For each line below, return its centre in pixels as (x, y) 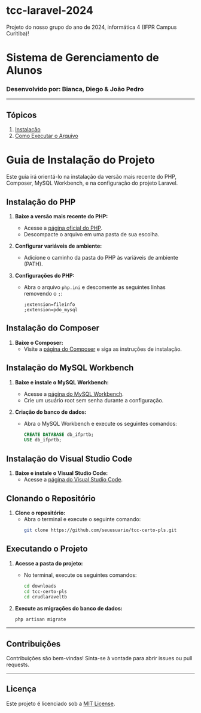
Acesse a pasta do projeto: (49, 563)
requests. (18, 664)
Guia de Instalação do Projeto (81, 160)
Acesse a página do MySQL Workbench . (74, 394)
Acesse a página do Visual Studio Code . (73, 480)
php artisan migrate (40, 619)
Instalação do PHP (41, 202)
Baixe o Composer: (39, 342)
